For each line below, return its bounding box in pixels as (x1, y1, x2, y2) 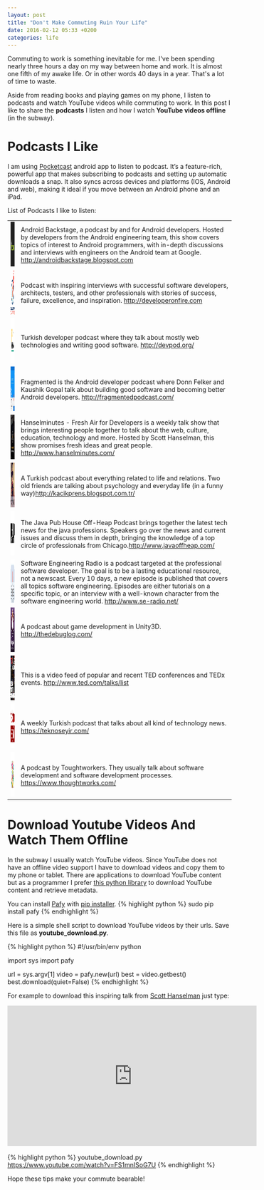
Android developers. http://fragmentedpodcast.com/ (20, 393, 174, 401)
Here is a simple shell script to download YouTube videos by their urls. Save (7, 921, 230, 930)
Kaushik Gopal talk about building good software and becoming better (20, 385, 226, 393)
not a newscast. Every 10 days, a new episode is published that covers (20, 574, 228, 583)
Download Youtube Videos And (7, 817, 196, 833)
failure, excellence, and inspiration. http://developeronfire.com (20, 296, 203, 305)
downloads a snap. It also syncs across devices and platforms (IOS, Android (7, 177, 231, 186)
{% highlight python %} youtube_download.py (7, 1153, 143, 1161)
